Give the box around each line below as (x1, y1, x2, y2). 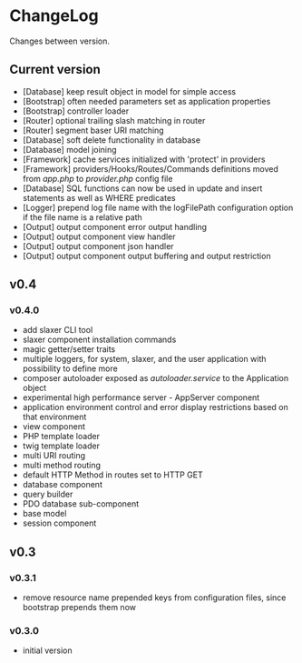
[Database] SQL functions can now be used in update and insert (22, 183, 263, 194)
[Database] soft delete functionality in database (22, 134, 201, 146)
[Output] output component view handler (22, 231, 176, 242)
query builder (22, 488, 73, 500)
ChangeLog (9, 5, 99, 26)
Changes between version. (9, 35, 111, 46)
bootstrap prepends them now (22, 602, 136, 613)
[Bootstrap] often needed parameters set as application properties (22, 95, 271, 106)
